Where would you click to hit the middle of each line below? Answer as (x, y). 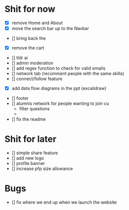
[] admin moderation (32, 63)
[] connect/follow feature (37, 79)
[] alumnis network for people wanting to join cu (60, 104)
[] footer (20, 98)
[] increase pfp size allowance (42, 168)
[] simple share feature (35, 153)
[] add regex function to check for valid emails (59, 68)
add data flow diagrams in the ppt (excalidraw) (59, 88)
